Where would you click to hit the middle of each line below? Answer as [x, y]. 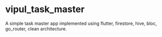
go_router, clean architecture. [36, 28]
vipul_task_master [45, 9]
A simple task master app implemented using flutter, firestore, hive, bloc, [81, 23]
